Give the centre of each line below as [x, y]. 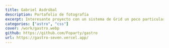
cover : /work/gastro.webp [32, 28]
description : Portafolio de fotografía [47, 14]
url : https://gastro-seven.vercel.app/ [47, 38]
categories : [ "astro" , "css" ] [37, 24]
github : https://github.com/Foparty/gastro [52, 33]
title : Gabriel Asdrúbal [31, 10]
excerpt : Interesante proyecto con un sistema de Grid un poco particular [85, 19]
